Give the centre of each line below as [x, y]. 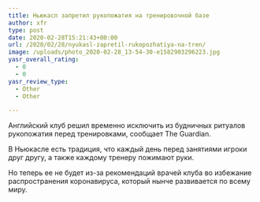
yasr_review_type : [38, 81]
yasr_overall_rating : [44, 60]
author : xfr [28, 23]
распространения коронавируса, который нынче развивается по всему [129, 181]
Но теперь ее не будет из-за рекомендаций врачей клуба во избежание [130, 173]
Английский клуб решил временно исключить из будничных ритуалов [127, 125]
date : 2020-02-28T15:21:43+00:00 [63, 37]
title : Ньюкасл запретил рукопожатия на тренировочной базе [109, 15]
